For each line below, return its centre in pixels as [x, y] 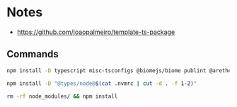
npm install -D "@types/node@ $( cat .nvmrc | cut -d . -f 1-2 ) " [102, 83]
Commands [33, 54]
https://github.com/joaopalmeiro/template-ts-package [96, 32]
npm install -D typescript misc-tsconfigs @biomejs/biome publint [106, 71]
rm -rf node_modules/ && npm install [62, 96]
